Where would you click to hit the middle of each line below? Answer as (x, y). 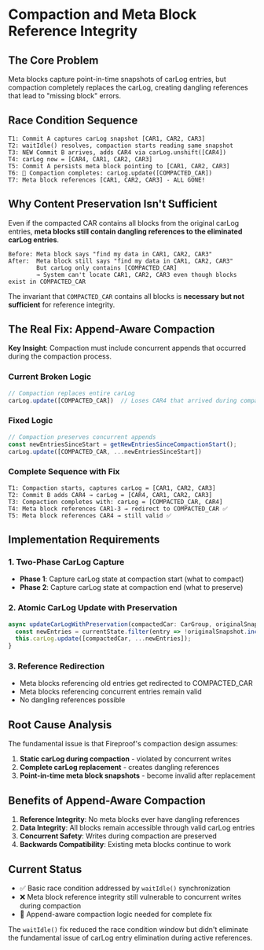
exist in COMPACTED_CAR (47, 282)
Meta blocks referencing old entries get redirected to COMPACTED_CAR (136, 683)
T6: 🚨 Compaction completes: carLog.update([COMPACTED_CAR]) (110, 173)
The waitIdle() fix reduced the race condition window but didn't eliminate (128, 929)
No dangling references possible (72, 700)
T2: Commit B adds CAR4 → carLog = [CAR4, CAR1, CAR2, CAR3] (110, 495)
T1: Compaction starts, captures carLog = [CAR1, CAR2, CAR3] (112, 488)
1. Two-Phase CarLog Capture (66, 562)
